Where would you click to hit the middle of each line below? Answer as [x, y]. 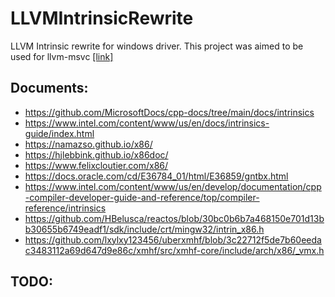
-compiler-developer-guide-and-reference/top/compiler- [142, 197]
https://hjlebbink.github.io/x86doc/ [96, 154]
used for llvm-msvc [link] [62, 56]
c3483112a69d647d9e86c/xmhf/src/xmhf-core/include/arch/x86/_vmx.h [174, 250]
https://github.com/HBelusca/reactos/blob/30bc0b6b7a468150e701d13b [174, 218]
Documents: [49, 88]
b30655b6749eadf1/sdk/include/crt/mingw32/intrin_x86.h [144, 229]
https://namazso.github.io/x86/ [88, 144]
